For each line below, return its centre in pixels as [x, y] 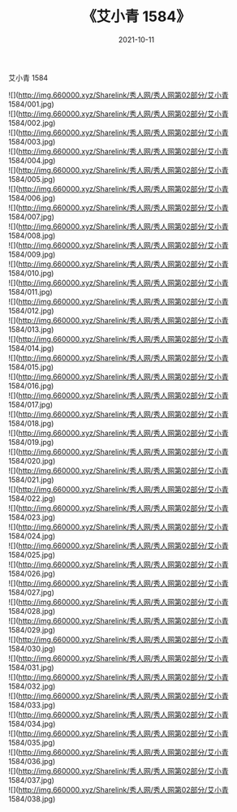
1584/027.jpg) [31, 592]
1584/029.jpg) [32, 629]
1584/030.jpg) [32, 648]
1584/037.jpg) [32, 780]
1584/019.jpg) [31, 442]
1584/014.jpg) [31, 348]
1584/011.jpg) [30, 292]
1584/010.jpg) [31, 273]
